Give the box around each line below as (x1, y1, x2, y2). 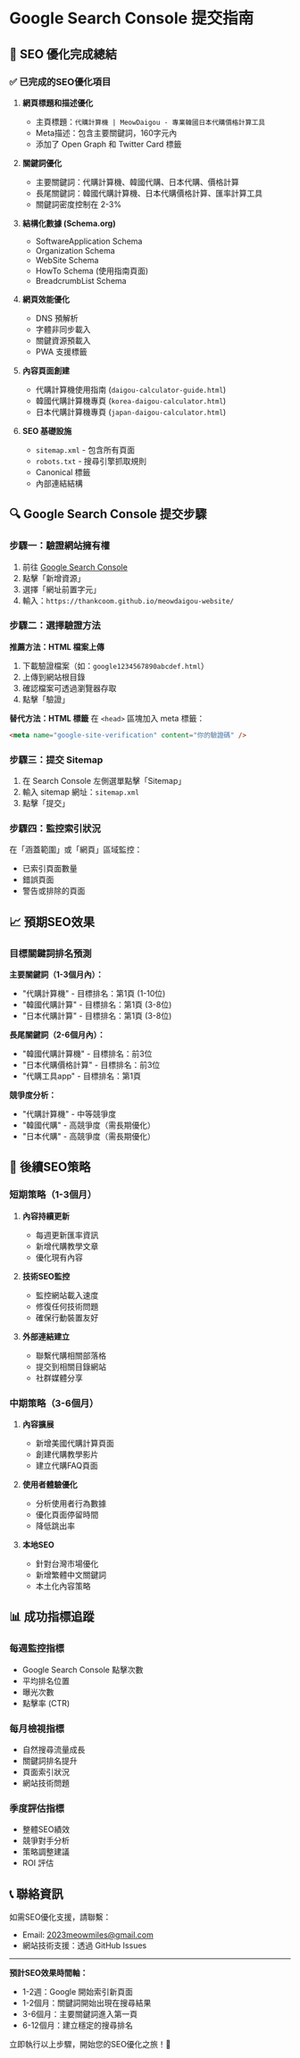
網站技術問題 (21, 1778, 70, 1788)
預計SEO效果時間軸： (9, 1968, 88, 1979)
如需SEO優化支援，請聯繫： (9, 1912, 112, 1922)
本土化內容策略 (35, 1581, 91, 1591)
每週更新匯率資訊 (35, 1229, 99, 1240)
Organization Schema (35, 245, 116, 255)
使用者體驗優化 (21, 1479, 78, 1489)
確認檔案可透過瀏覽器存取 (21, 682, 117, 693)
